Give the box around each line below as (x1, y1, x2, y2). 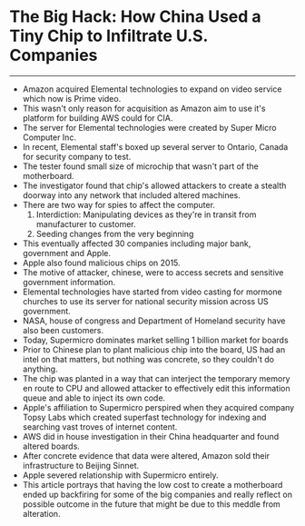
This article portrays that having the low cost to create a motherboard (22, 479, 283, 490)
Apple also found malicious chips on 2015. (22, 257, 181, 268)
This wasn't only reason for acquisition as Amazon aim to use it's (22, 103, 266, 114)
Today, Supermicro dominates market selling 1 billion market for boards (22, 334, 289, 345)
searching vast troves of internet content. (22, 421, 178, 432)
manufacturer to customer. (35, 218, 136, 229)
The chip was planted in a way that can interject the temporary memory (22, 372, 290, 383)
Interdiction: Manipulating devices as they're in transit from (35, 209, 257, 220)
